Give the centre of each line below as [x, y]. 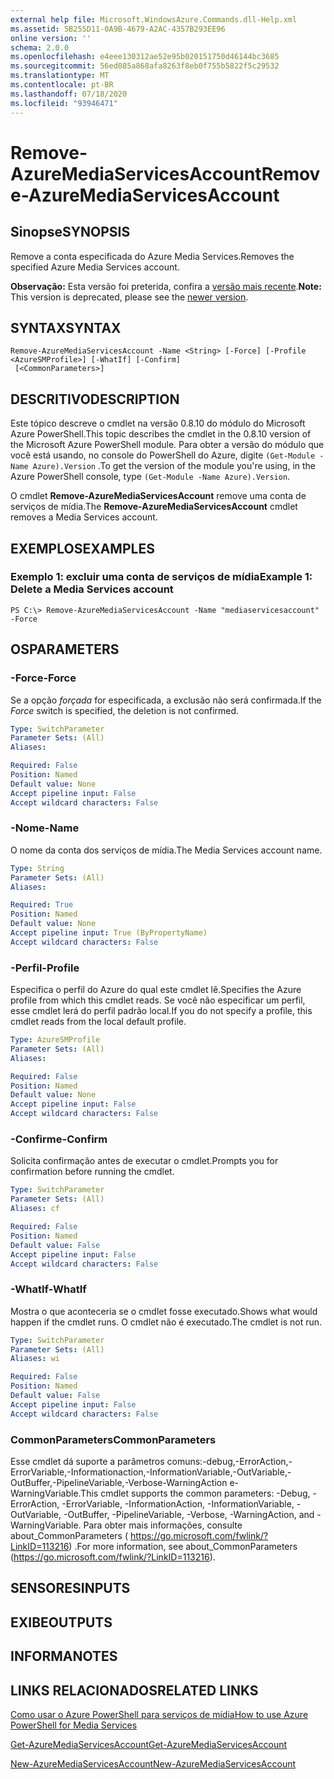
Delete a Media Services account [92, 589]
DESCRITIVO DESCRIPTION [95, 399]
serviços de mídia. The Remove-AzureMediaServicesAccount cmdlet [154, 507]
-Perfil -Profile [45, 968]
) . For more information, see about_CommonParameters [183, 1546]
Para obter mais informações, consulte [163, 1525]
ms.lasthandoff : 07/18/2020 [69, 94]
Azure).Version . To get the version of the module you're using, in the [174, 466]
